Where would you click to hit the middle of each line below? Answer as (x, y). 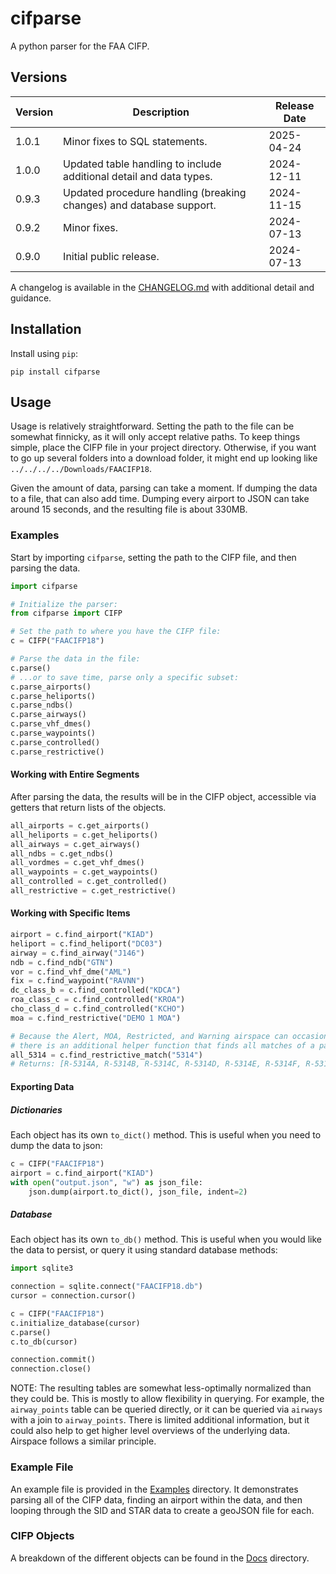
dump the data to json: (56, 1145)
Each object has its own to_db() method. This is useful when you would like (166, 1239)
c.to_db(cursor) (44, 1342)
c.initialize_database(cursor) (75, 1323)
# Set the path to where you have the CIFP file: (116, 632)
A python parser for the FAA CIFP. (80, 46)
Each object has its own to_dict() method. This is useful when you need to (166, 1134)
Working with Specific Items (70, 913)
